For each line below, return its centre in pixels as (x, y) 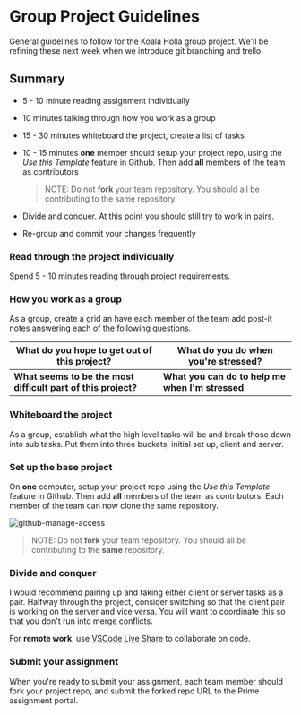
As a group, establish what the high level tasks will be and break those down (150, 434)
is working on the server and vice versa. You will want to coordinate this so (147, 612)
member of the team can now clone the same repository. (114, 505)
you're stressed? (225, 362)
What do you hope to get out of (84, 350)
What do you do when (225, 350)
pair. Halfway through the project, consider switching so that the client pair (147, 602)
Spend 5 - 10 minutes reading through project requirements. (120, 276)
